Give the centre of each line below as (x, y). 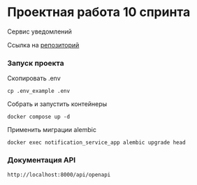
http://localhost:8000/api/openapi (59, 175)
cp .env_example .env (39, 91)
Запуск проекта (36, 63)
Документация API (42, 160)
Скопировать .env (34, 78)
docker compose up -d (39, 117)
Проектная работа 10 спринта (99, 12)
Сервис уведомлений (39, 31)
